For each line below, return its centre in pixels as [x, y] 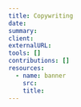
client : [21, 38]
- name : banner [41, 76]
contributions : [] [39, 61]
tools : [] [25, 53]
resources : [26, 68]
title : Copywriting [41, 16]
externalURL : [30, 46]
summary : [23, 31]
